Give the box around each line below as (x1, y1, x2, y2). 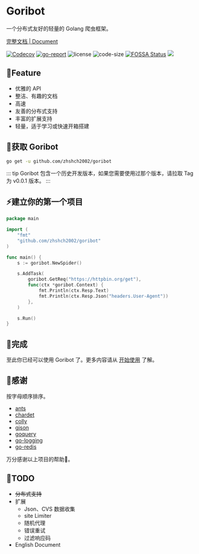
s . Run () (17, 315, 36, 321)
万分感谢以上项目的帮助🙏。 (6, 455, 74, 462)
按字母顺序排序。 (6, 392, 49, 400)
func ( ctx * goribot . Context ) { (28, 282, 104, 288)
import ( (6, 227, 28, 233)
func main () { (6, 254, 42, 260)
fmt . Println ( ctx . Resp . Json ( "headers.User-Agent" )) (38, 293, 169, 299)
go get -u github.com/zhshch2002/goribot (6, 158, 112, 164)
